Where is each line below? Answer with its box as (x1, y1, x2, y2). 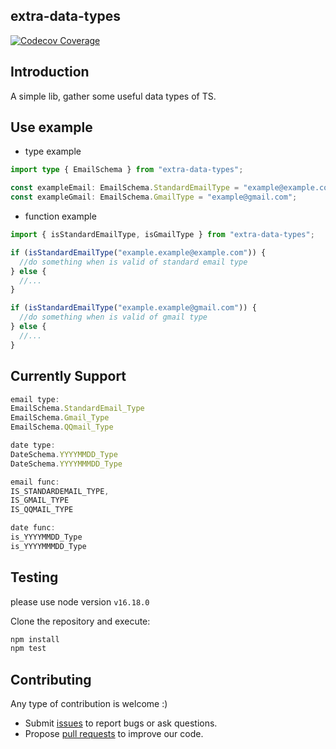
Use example (10, 119, 93, 136)
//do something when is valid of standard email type (19, 257, 248, 267)
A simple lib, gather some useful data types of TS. (10, 90, 217, 102)
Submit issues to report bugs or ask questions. (24, 717, 218, 729)
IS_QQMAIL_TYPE (10, 505, 74, 515)
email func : (10, 477, 60, 487)
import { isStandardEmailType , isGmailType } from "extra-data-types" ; (10, 230, 315, 240)
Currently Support (10, 368, 127, 385)
